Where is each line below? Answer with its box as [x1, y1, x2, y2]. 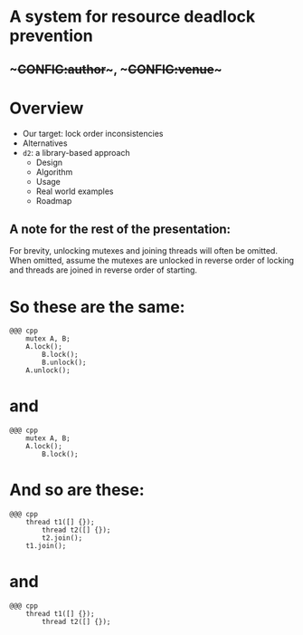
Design [35, 157, 63, 168]
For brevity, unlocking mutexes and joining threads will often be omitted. [9, 245, 279, 256]
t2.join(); [42, 534, 83, 543]
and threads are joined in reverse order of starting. [9, 265, 197, 275]
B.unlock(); [42, 358, 88, 368]
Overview [9, 98, 84, 119]
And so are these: [9, 480, 145, 500]
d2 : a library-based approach [22, 147, 130, 158]
